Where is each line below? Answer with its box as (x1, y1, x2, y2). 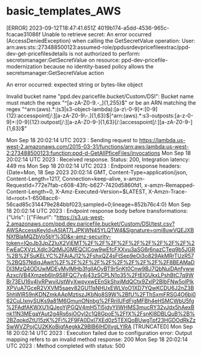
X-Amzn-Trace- (148, 187, 187, 195)
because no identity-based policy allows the (43, 62, 154, 70)
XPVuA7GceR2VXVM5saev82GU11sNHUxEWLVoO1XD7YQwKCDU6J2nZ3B (6, 284, 195, 291)
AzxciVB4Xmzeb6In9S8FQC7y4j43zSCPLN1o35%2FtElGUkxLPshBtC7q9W (6, 271, 194, 279)
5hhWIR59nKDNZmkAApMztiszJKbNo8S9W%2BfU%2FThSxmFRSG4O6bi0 (6, 290, 197, 298)
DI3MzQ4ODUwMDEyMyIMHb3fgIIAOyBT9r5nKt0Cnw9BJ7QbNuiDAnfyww (6, 265, 195, 272)
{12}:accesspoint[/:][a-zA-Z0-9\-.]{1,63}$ (6, 112, 110, 119)
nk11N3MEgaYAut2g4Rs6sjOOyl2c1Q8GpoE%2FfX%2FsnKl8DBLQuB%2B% (6, 310, 195, 317)
